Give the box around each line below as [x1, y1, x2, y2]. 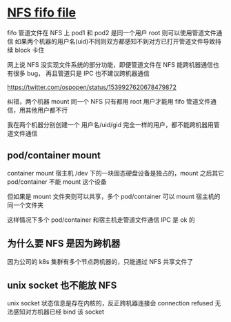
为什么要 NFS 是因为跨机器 [7, 238, 121, 249]
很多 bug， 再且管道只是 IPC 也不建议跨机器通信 [12, 69, 150, 77]
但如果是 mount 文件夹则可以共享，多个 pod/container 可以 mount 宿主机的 [7, 192, 221, 200]
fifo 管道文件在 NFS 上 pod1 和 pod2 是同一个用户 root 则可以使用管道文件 [7, 28, 217, 37]
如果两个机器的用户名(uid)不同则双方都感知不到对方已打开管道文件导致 [14, 37, 216, 46]
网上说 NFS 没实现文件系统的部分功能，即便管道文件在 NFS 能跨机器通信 [7, 60, 214, 68]
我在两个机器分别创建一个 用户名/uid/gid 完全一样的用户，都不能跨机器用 [7, 120, 214, 129]
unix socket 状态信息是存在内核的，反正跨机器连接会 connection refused [7, 299, 214, 307]
